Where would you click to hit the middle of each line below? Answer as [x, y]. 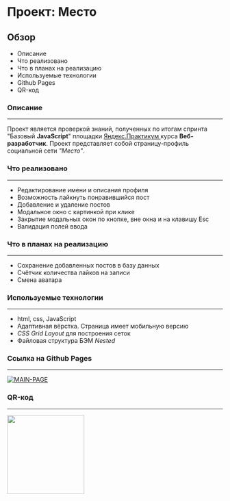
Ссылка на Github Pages [50, 359]
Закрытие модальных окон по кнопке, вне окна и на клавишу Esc [113, 219]
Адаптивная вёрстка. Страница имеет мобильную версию [103, 326]
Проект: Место [52, 12]
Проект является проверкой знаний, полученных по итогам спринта [107, 129]
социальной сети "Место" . [46, 151]
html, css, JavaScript [47, 319]
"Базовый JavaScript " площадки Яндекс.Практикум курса [92, 136]
